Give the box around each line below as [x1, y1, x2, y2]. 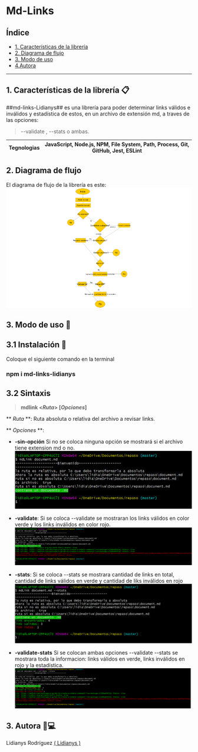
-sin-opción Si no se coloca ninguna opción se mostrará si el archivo [14, 438, 183, 446]
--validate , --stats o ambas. [20, 128, 90, 135]
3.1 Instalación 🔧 [6, 340, 67, 350]
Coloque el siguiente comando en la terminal [6, 355, 115, 362]
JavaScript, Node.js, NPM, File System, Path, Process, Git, [44, 141, 190, 148]
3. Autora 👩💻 [6, 721, 56, 731]
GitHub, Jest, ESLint [92, 147, 143, 154]
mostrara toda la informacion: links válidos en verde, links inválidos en [14, 655, 185, 662]
